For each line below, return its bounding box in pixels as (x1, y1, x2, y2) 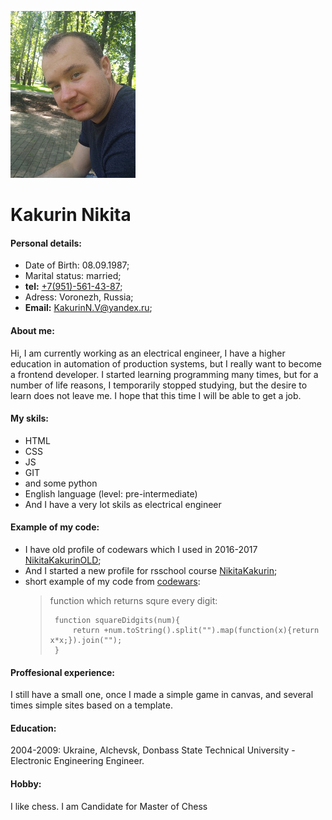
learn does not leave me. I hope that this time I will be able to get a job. (10, 389, 302, 401)
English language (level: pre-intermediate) (24, 487, 198, 500)
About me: (10, 324, 55, 336)
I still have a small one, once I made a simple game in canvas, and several (10, 689, 314, 701)
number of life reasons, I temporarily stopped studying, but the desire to (10, 379, 308, 391)
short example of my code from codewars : (24, 576, 201, 587)
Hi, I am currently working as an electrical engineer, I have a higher (10, 347, 286, 359)
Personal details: (10, 237, 82, 249)
